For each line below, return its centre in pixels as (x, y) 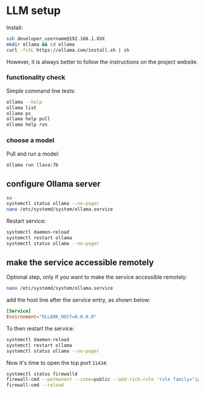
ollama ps (19, 114)
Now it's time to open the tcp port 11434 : (57, 362)
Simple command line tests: (41, 91)
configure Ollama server (53, 184)
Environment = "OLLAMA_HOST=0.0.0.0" (52, 317)
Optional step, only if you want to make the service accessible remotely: (97, 277)
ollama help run (27, 125)
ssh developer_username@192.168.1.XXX (56, 38)
